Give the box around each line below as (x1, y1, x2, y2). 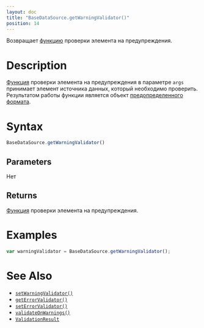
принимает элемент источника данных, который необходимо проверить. (6, 85, 199, 92)
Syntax (6, 120, 43, 133)
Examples (6, 228, 57, 242)
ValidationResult (15, 316, 60, 323)
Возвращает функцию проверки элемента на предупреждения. (6, 37, 172, 45)
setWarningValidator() (15, 290, 73, 296)
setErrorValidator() (15, 303, 68, 309)
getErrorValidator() (15, 297, 68, 303)
